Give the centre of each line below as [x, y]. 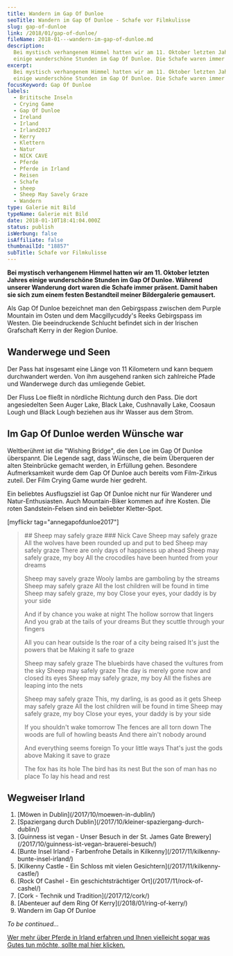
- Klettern [29, 143]
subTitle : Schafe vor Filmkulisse [57, 253]
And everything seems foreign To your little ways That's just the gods [123, 747]
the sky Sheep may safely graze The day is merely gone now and [118, 670]
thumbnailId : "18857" [38, 246]
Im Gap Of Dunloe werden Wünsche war [95, 434]
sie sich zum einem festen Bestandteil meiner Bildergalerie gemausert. [112, 295]
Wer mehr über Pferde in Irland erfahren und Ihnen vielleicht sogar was [109, 938]
